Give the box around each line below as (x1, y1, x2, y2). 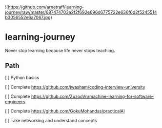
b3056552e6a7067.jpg (5, 15, 51, 20)
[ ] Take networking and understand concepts (5, 117, 97, 123)
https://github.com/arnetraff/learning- (8, 4, 84, 10)
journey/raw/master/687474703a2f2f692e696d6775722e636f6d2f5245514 (5, 9, 157, 15)
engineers (5, 98, 25, 104)
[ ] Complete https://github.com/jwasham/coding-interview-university (5, 84, 145, 90)
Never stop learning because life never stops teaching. (5, 47, 116, 53)
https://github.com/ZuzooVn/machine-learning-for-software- (31, 93, 154, 99)
